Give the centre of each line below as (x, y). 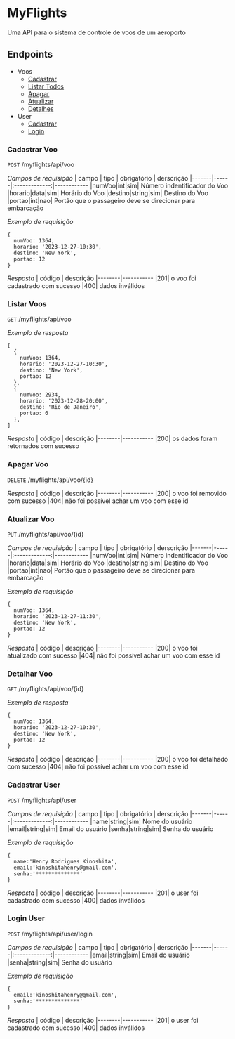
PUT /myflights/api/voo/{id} (46, 534)
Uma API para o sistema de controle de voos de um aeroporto (96, 32)
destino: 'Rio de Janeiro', (61, 407)
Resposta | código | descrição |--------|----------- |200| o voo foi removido (117, 493)
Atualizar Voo (31, 519)
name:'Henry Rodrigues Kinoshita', (66, 861)
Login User (26, 918)
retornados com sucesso (43, 446)
